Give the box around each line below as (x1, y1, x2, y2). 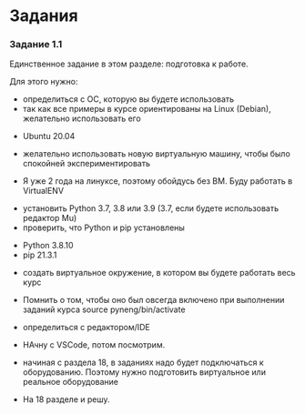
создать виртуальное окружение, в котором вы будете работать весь (22, 268, 296, 278)
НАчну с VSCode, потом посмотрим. (22, 339, 166, 350)
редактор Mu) (22, 213, 77, 224)
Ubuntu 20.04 (22, 131, 76, 142)
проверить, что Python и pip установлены (22, 222, 185, 233)
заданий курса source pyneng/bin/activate (22, 304, 186, 315)
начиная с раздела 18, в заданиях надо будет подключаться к (22, 357, 264, 369)
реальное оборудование (22, 377, 118, 388)
